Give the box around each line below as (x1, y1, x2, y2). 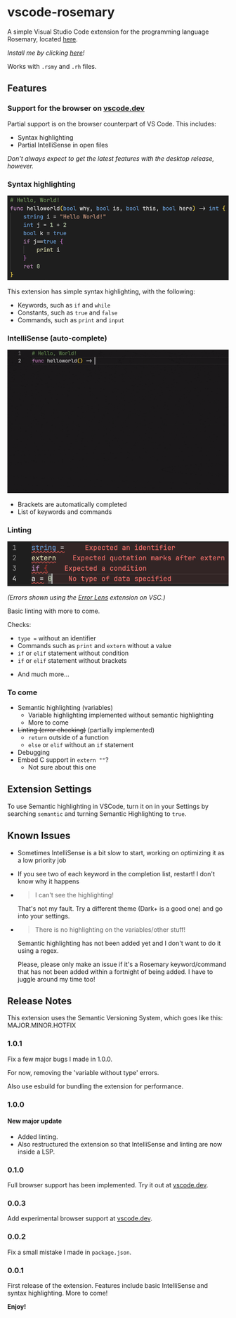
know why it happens (17, 877, 79, 885)
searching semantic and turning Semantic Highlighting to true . (7, 809, 187, 818)
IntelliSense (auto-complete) (7, 333, 107, 343)
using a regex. (17, 946, 59, 955)
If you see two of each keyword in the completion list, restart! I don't (17, 869, 216, 878)
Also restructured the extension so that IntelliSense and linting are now (17, 1140, 223, 1148)
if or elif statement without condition (17, 649, 129, 657)
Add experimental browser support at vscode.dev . (7, 1214, 153, 1223)
